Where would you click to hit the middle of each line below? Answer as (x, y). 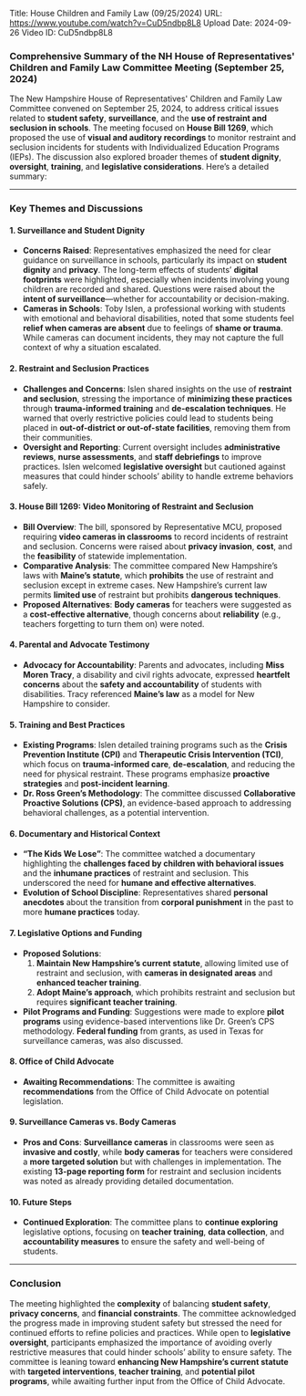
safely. (35, 485)
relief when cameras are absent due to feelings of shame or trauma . (153, 328)
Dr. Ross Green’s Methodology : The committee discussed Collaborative (159, 794)
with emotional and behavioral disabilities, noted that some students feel (158, 318)
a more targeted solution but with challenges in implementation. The (152, 1162)
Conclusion (36, 1284)
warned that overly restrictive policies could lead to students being (148, 418)
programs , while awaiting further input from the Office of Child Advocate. (148, 1380)
